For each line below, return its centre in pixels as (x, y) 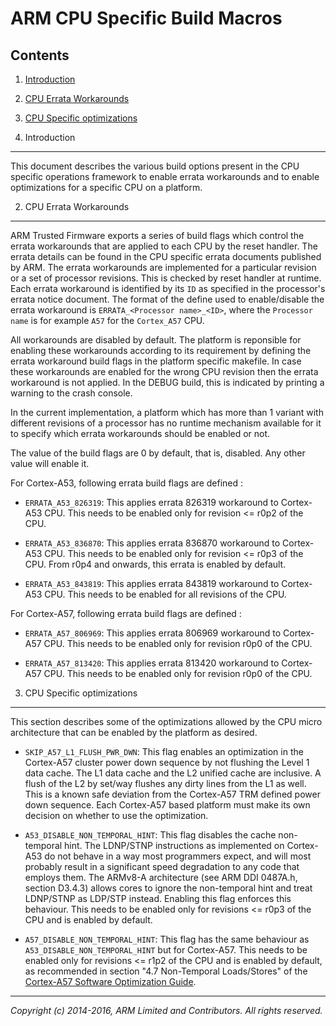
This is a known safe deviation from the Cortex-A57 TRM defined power (172, 794)
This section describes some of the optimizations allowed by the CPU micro (166, 721)
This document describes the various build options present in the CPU (155, 166)
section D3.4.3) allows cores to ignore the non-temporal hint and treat (168, 888)
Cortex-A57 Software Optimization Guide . (110, 981)
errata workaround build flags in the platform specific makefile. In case (156, 361)
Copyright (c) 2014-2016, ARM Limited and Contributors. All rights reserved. (166, 1010)
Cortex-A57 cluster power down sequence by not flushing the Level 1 (167, 762)
